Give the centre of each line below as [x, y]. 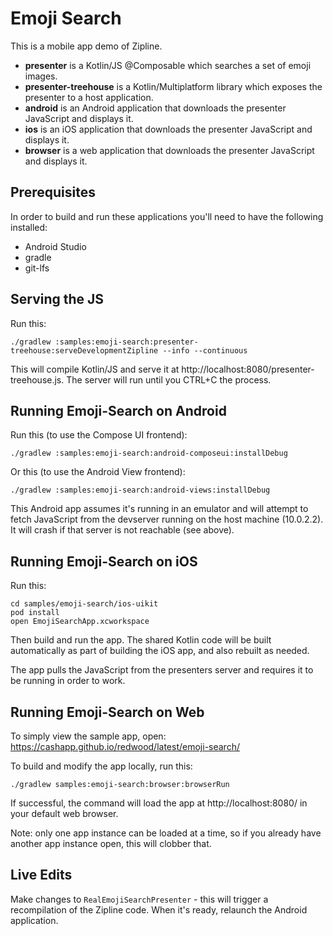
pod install [35, 613]
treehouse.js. [37, 379]
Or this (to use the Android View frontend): [98, 472]
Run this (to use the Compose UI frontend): [99, 435]
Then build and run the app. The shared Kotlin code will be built [141, 640]
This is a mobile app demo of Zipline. [86, 46]
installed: [29, 227]
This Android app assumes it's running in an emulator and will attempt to [159, 509]
